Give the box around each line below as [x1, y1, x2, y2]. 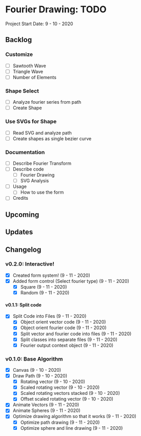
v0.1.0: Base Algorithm [5, 355, 63, 363]
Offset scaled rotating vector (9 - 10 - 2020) [20, 396, 114, 402]
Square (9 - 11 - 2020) [20, 283, 68, 290]
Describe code [12, 166, 45, 173]
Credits [12, 195, 29, 201]
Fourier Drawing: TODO [5, 4, 107, 15]
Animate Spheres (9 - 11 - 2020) [12, 407, 80, 414]
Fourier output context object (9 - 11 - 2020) [20, 342, 114, 348]
